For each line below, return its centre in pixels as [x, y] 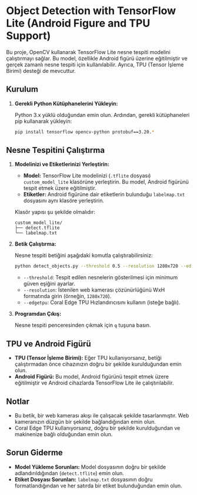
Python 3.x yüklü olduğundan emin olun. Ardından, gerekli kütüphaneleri [102, 115]
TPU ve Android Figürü [49, 344]
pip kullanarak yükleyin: [43, 121]
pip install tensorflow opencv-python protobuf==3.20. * [84, 132]
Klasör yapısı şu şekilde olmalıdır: [55, 212]
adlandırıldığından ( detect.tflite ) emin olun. [69, 473]
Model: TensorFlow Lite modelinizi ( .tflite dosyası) [87, 176]
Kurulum [22, 89]
